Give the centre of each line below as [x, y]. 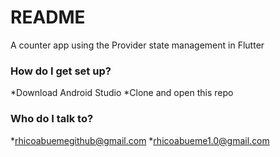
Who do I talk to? [52, 119]
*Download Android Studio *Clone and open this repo [122, 93]
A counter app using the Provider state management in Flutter [137, 45]
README [48, 17]
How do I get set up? [61, 71]
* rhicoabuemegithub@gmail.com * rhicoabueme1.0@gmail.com [140, 140]
